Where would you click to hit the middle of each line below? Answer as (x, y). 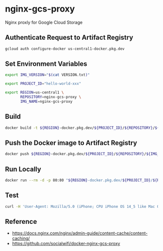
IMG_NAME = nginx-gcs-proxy (46, 101)
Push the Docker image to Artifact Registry (71, 143)
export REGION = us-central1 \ (34, 93)
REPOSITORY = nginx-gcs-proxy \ (51, 97)
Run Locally (23, 169)
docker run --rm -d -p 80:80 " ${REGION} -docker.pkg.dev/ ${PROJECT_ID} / (79, 180)
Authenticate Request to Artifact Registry (69, 38)
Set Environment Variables (46, 64)
